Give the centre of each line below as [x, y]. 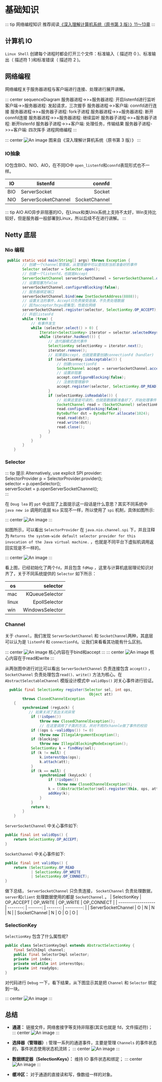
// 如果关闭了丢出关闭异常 [52, 712]
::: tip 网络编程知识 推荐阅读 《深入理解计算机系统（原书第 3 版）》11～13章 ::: [80, 24]
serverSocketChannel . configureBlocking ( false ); [71, 287]
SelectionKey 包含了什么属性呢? [37, 937]
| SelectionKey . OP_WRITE [56, 872]
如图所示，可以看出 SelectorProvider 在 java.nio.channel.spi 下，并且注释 [80, 530]
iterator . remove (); [68, 350]
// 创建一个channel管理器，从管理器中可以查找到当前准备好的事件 [80, 265]
